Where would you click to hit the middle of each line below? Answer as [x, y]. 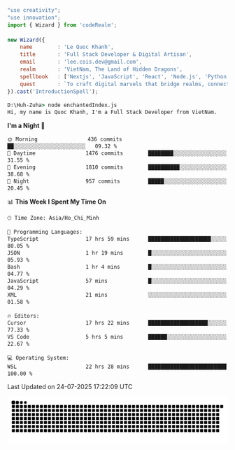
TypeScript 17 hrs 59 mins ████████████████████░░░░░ [117, 239]
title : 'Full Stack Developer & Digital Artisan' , [106, 55]
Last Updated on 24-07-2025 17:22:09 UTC [70, 387]
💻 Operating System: [38, 358]
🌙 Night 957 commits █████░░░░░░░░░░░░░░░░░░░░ [117, 181]
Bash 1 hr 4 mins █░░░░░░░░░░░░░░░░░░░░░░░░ [117, 267]
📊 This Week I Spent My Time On [57, 202]
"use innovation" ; [34, 17]
